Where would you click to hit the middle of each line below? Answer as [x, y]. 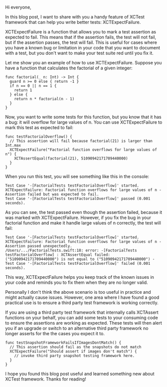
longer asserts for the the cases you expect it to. [55, 333]
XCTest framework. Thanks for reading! [46, 379]
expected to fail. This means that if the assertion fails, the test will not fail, [81, 37]
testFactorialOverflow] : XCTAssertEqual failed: [58, 255]
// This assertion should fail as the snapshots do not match [76, 347]
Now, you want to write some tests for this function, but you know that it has [83, 117]
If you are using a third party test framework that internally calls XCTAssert [82, 312]
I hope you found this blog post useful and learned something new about [80, 374]
